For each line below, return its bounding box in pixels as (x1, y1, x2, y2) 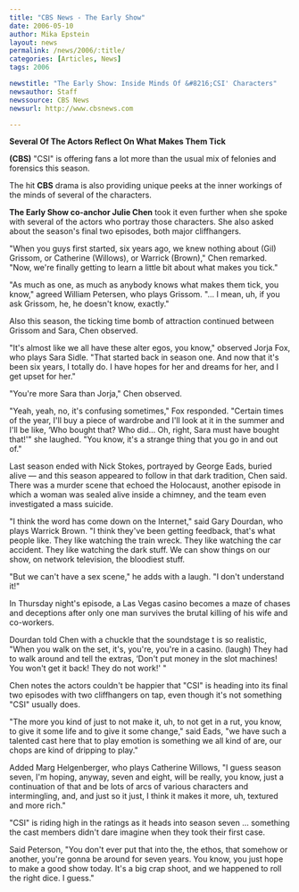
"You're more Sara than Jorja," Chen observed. (9, 388, 183, 399)
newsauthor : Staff (9, 87, 78, 96)
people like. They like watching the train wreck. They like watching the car (9, 535, 282, 546)
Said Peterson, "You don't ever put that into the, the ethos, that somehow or (9, 845, 288, 855)
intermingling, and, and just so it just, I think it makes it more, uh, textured (9, 791, 278, 802)
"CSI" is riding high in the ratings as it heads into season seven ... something (9, 818, 290, 829)
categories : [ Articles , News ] (9, 54, 122, 63)
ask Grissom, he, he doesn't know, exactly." (9, 298, 170, 309)
